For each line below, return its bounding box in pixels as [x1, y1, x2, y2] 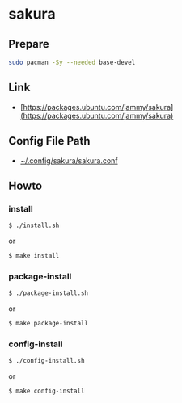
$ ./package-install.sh [8, 289, 89, 297]
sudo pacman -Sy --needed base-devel [8, 58, 136, 66]
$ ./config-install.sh [8, 357, 85, 365]
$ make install [8, 252, 60, 260]
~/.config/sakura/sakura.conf [19, 155, 119, 166]
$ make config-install [8, 387, 85, 396]
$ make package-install [8, 320, 89, 328]
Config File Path [8, 134, 91, 148]
